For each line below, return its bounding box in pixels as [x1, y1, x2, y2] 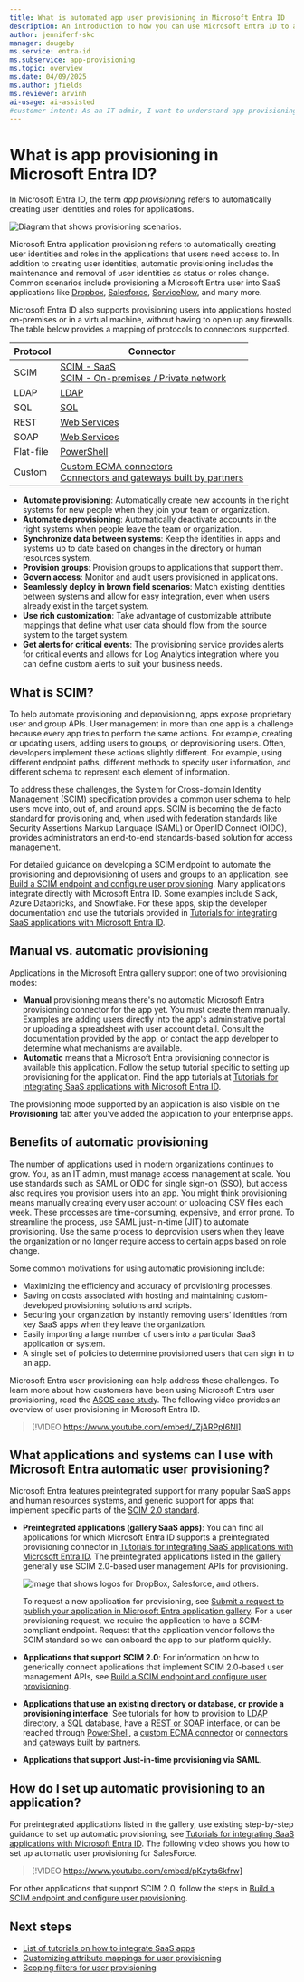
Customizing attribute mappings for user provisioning [22, 1953, 222, 1964]
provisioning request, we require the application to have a [22, 1615, 238, 1626]
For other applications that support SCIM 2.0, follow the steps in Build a [9, 1883, 275, 1894]
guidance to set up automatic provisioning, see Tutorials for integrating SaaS [9, 1829, 295, 1840]
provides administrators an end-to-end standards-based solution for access [9, 832, 293, 842]
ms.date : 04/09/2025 [9, 72, 88, 82]
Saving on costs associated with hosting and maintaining [22, 1290, 235, 1301]
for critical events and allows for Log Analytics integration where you [22, 649, 279, 659]
